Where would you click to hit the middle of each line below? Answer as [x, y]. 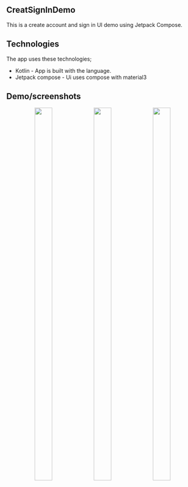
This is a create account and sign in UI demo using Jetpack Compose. [95, 24]
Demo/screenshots [44, 96]
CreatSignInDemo [41, 10]
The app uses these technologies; [49, 59]
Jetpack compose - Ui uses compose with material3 [81, 77]
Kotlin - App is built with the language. [63, 70]
